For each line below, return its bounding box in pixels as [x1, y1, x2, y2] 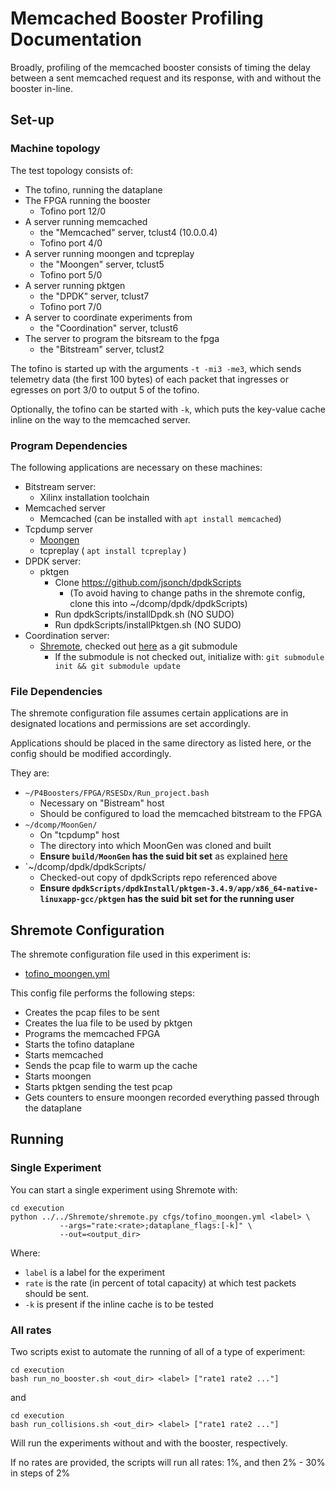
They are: [10, 767, 50, 779]
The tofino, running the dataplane [24, 183, 163, 196]
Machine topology [10, 142, 101, 156]
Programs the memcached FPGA [24, 1028, 161, 1040]
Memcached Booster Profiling [10, 7, 264, 30]
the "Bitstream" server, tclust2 [39, 343, 165, 355]
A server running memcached [24, 215, 148, 227]
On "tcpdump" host [39, 829, 120, 841]
